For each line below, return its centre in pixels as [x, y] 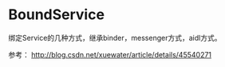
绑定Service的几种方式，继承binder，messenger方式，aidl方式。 [115, 37]
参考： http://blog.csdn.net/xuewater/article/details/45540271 [110, 54]
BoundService [57, 15]
